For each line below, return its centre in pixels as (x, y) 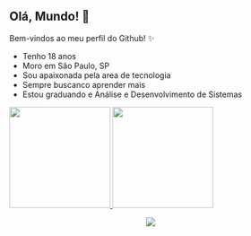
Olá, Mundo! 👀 (50, 17)
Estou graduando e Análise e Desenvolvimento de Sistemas (132, 94)
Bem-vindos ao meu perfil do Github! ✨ (82, 38)
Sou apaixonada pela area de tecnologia (96, 75)
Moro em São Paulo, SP (66, 66)
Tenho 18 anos (49, 56)
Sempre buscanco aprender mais (84, 84)
